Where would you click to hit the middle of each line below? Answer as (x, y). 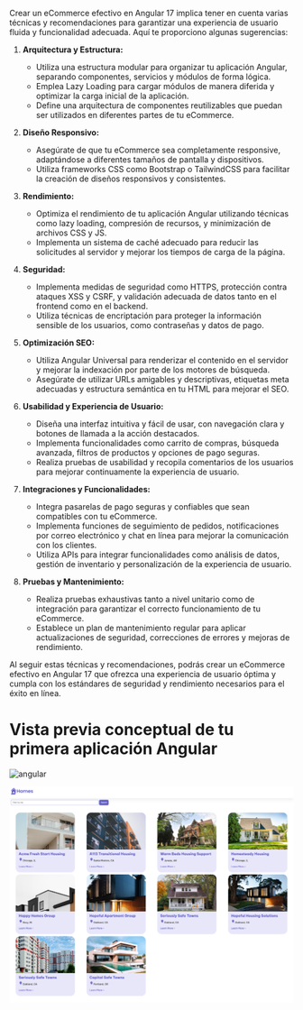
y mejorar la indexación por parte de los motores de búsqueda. (153, 370)
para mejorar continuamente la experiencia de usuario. (138, 472)
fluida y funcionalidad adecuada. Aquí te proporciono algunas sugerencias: (149, 32)
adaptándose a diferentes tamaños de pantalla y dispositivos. (150, 160)
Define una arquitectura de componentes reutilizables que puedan (159, 106)
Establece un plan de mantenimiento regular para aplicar (141, 628)
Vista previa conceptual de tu (122, 730)
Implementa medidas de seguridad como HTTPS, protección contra (161, 287)
